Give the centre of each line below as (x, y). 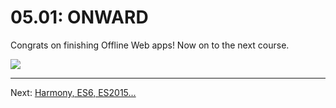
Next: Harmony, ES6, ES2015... (73, 92)
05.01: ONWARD (79, 17)
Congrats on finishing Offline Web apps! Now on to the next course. (150, 45)
